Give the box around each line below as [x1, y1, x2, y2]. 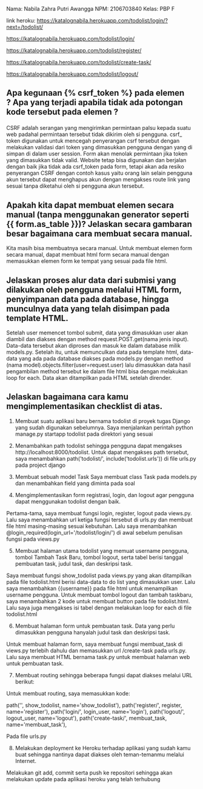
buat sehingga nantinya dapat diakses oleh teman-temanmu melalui [15, 751, 185, 758]
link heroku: [6, 17, 36, 24]
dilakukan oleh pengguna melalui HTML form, [6, 285, 182, 295]
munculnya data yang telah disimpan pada [6, 303, 170, 314]
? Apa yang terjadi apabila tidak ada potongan [6, 97, 183, 108]
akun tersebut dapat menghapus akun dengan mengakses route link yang [6, 176, 190, 183]
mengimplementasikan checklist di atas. [6, 401, 163, 411]
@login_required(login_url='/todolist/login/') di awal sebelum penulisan [6, 529, 183, 536]
